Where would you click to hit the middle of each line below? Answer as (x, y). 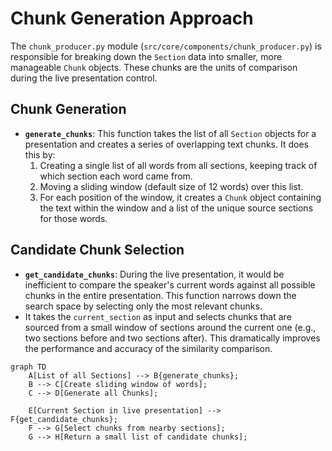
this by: (40, 154)
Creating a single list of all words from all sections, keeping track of (178, 165)
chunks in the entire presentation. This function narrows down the (160, 295)
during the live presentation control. (84, 78)
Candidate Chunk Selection (97, 250)
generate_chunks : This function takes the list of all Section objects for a (170, 133)
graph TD (28, 367)
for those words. (73, 218)
